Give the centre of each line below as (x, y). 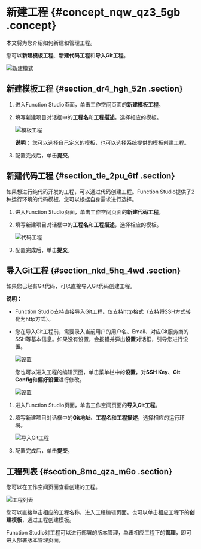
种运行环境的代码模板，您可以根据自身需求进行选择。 (72, 199)
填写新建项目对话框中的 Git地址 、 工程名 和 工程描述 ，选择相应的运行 (97, 418)
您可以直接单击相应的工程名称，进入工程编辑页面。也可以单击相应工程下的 (98, 512)
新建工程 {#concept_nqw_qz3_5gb (93, 12)
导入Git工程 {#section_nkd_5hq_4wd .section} (94, 270)
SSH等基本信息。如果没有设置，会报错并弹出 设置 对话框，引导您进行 (99, 339)
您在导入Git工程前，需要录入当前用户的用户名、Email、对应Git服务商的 (102, 332)
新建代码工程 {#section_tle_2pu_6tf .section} (91, 176)
